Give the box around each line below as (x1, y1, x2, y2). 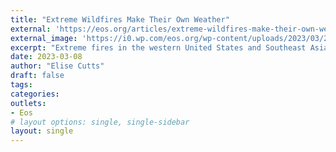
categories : (10, 89, 60, 99)
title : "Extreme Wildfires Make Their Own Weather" (10, 14, 230, 25)
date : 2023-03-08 (10, 52, 83, 62)
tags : (10, 80, 33, 90)
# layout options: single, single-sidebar (10, 117, 190, 127)
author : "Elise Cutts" (10, 61, 105, 71)
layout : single (10, 126, 74, 136)
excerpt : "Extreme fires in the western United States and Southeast (10, 42, 307, 53)
